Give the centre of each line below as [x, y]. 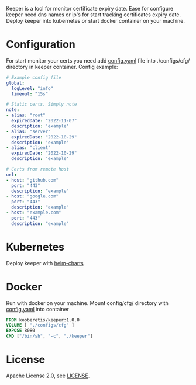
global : [16, 83]
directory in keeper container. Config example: [62, 67]
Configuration [41, 45]
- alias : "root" [26, 115]
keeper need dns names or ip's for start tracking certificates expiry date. [94, 15]
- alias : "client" [28, 148]
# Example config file [34, 77]
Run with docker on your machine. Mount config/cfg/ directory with [87, 303]
